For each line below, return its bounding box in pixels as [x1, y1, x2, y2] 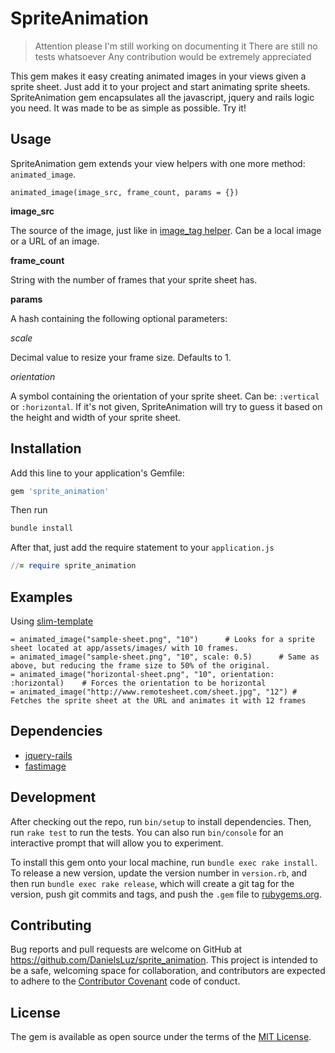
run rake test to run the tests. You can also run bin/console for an [10, 826, 284, 838]
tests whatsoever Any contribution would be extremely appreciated [34, 50, 312, 62]
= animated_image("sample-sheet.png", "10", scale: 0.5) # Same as [10, 652, 320, 662]
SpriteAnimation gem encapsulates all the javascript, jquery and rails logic [10, 91, 315, 103]
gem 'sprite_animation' [10, 486, 110, 496]
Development [10, 789, 97, 806]
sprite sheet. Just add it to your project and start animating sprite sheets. [10, 80, 311, 92]
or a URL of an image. [10, 235, 100, 247]
